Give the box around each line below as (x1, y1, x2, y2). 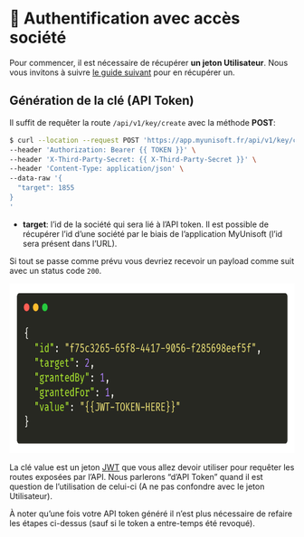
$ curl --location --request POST (9, 136, 140, 145)
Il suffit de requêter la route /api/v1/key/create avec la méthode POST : (9, 117, 276, 127)
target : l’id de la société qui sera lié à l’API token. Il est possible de (22, 219, 270, 230)
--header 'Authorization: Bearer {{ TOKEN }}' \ (9, 145, 196, 155)
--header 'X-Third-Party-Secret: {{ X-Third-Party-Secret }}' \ (9, 155, 257, 164)
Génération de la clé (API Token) (9, 93, 195, 108)
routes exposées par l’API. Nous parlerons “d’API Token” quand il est (9, 471, 264, 482)
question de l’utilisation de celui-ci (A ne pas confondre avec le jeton (9, 481, 265, 492)
